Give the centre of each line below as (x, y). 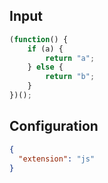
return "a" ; (70, 58)
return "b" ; (70, 77)
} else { (45, 67)
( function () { (39, 39)
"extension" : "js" (57, 159)
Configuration (54, 126)
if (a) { (45, 49)
